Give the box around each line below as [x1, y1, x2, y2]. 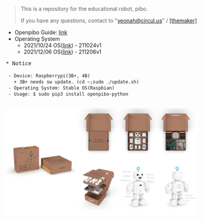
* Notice [5, 60, 32, 66]
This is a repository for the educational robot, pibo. [20, 5, 148, 12]
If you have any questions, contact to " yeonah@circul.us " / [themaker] [20, 17, 198, 24]
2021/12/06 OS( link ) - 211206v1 [23, 48, 101, 55]
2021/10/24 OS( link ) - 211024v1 [23, 42, 101, 49]
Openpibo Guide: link [14, 29, 67, 36]
